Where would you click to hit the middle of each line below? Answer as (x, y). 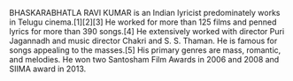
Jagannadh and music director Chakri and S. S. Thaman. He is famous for (143, 40)
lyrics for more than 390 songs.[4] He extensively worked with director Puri (147, 31)
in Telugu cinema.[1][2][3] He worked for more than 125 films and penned (143, 22)
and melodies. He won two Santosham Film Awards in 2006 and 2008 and (144, 59)
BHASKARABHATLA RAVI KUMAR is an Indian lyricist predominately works (145, 13)
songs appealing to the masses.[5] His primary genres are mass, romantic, (145, 50)
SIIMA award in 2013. (48, 69)
